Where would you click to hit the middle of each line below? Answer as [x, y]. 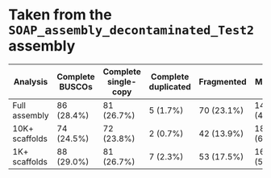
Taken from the [60, 15]
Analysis [31, 81]
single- [122, 81]
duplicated [170, 86]
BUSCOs [76, 86]
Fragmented [223, 81]
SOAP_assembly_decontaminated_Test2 [131, 30]
